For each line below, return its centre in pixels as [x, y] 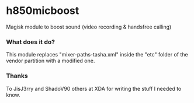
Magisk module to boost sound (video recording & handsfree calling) [89, 27]
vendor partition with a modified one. [51, 61]
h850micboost [43, 11]
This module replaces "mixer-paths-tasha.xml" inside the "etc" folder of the [97, 55]
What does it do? [31, 42]
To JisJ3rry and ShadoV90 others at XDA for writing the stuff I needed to [94, 88]
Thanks [17, 76]
